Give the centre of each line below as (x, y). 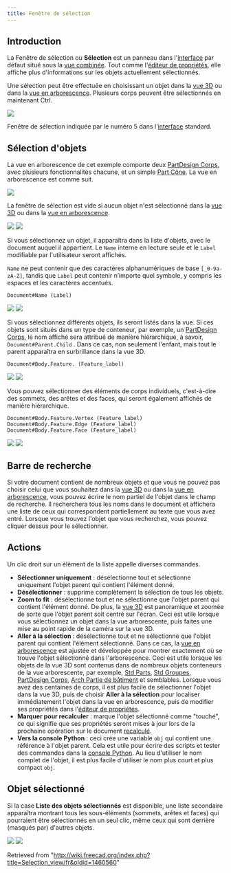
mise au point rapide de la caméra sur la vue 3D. (86, 628)
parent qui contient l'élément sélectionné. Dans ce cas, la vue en (109, 643)
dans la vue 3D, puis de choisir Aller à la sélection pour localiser (109, 694)
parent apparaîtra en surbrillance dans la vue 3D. (76, 352)
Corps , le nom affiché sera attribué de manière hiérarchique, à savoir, (106, 337)
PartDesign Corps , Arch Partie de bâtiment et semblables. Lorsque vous (119, 679)
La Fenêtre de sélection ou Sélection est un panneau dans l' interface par (111, 58)
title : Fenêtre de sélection (49, 13)
